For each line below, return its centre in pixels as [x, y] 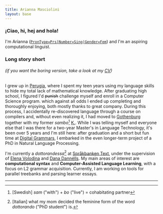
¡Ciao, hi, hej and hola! [32, 31]
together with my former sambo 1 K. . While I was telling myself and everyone [81, 122]
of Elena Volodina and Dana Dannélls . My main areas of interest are [72, 158]
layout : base [18, 14]
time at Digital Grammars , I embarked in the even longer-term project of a [78, 138]
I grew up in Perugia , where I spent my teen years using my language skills [80, 86]
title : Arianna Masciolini [32, 9]
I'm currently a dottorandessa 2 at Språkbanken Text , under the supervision [80, 153]
